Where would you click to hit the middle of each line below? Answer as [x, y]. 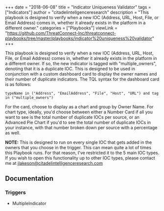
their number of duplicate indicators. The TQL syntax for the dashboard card [82, 79]
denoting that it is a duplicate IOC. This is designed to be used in [70, 69]
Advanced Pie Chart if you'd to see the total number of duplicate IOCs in [78, 122]
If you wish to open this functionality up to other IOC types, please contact [80, 158]
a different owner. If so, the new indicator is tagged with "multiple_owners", [81, 64]
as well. [13, 133]
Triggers [15, 192]
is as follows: [18, 84]
